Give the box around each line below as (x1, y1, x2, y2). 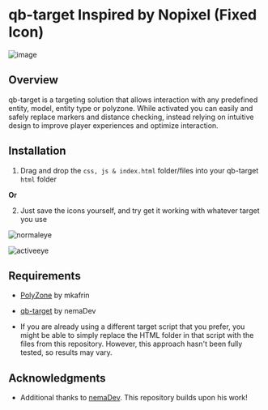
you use (19, 214, 47, 224)
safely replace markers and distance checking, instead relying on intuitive (8, 112, 254, 122)
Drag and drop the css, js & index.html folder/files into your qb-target (19, 165, 259, 175)
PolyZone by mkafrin (19, 290, 91, 301)
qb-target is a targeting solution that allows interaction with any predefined (8, 95, 258, 105)
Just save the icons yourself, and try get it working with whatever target (19, 205, 260, 216)
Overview (8, 73, 59, 87)
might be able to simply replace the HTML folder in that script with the (19, 331, 254, 340)
